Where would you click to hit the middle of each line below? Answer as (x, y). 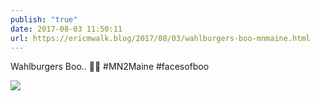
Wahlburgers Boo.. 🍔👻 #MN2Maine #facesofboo (110, 67)
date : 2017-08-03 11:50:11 (66, 29)
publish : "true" (44, 19)
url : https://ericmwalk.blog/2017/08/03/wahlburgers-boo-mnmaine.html (160, 38)
